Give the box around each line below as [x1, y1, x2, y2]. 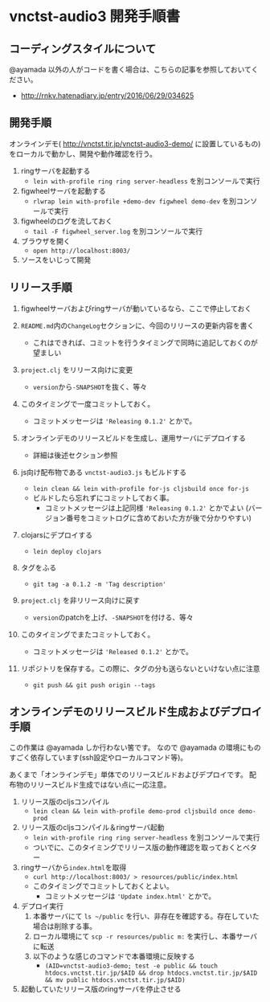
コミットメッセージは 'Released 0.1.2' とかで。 [32, 646, 194, 656]
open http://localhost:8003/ [32, 247, 131, 255]
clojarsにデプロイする [20, 530, 93, 539]
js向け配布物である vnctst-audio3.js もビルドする [20, 467, 187, 476]
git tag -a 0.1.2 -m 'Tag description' [32, 580, 167, 588]
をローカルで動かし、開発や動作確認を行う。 [9, 149, 157, 158]
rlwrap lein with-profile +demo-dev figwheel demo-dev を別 [32, 196, 236, 206]
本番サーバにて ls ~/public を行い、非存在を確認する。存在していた [32, 911, 260, 921]
